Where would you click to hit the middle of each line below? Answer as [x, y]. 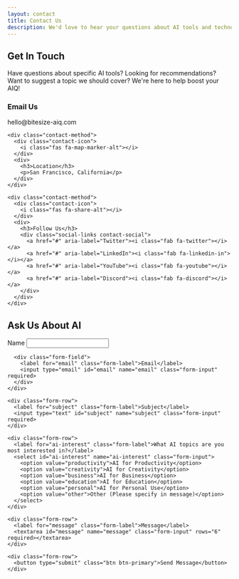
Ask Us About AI [44, 325]
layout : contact [31, 14]
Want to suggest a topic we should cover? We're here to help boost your [113, 81]
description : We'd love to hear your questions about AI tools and [110, 27]
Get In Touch [36, 56]
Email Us [23, 107]
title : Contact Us [34, 21]
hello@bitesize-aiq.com [42, 122]
